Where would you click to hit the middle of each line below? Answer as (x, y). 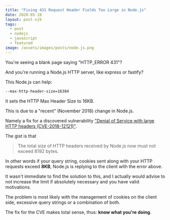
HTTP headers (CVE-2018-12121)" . (41, 126)
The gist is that (21, 136)
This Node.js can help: (29, 82)
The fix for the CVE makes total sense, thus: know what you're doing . (78, 212)
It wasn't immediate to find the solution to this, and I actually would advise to (85, 176)
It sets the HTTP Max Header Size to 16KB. (50, 101)
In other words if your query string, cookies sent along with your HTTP (79, 161)
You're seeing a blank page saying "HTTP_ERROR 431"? (64, 62)
